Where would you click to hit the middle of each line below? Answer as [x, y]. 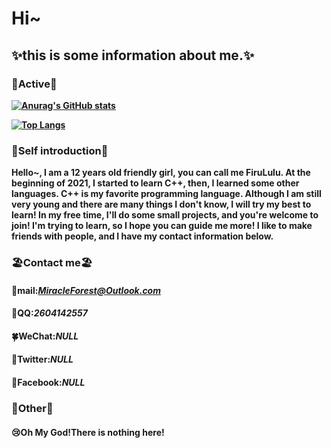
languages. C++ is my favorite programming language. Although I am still [166, 194]
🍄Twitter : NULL [42, 359]
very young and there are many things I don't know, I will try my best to [161, 204]
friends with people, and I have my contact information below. [142, 236]
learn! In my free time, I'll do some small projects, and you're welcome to [165, 215]
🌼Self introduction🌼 [60, 150]
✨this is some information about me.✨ [133, 55]
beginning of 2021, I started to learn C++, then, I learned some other [155, 183]
